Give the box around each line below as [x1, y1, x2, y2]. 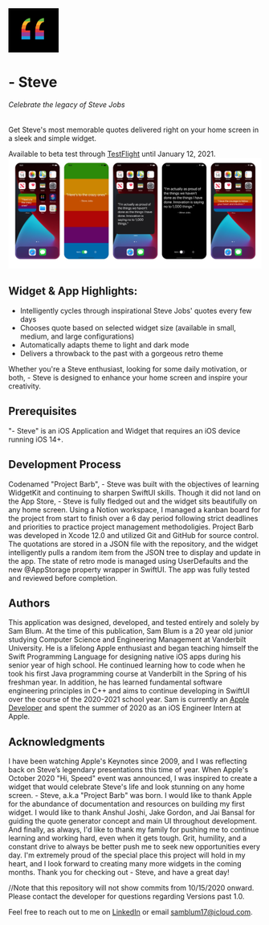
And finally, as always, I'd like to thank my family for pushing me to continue [8, 824, 259, 835]
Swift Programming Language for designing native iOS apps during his [8, 652, 241, 662]
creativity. [8, 381, 42, 391]
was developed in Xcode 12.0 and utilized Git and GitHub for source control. [8, 530, 259, 540]
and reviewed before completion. [8, 573, 118, 582]
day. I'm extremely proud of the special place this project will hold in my [8, 850, 247, 860]
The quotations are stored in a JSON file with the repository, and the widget [8, 539, 259, 549]
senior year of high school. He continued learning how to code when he [8, 660, 246, 670]
